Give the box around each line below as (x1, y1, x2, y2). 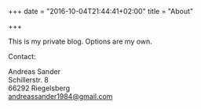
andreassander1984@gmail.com (8, 92, 113, 100)
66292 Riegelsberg (8, 83, 71, 93)
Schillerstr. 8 (8, 76, 49, 84)
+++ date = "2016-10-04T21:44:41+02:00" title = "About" (8, 7, 194, 16)
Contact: (8, 52, 37, 61)
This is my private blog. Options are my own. (8, 37, 153, 46)
